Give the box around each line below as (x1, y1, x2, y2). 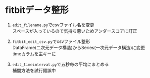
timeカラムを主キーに (12, 50, 56, 57)
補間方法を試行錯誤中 (12, 67, 56, 73)
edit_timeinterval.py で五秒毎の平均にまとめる (12, 61, 109, 67)
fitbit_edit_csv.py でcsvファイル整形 (12, 38, 90, 44)
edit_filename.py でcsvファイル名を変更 (12, 22, 95, 28)
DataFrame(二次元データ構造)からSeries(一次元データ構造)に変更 (12, 44, 145, 50)
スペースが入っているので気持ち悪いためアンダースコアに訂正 (12, 28, 138, 34)
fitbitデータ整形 (5, 4, 69, 16)
